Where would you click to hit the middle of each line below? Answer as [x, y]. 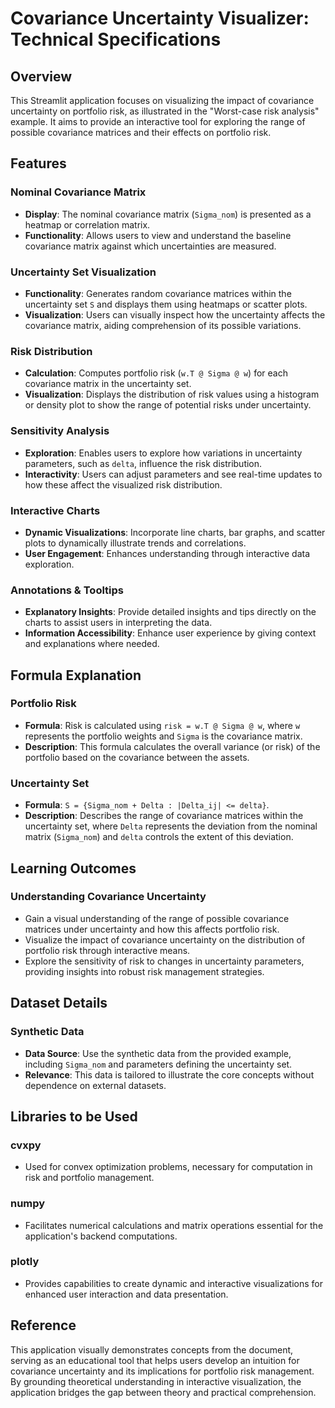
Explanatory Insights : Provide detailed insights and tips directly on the [170, 612]
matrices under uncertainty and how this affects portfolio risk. [152, 929]
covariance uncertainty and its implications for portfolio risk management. [162, 1371]
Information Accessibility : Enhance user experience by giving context [170, 633]
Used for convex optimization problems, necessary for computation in [168, 1167]
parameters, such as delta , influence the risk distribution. [143, 463]
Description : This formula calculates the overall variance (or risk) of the [172, 746]
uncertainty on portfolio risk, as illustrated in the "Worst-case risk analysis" [165, 111]
